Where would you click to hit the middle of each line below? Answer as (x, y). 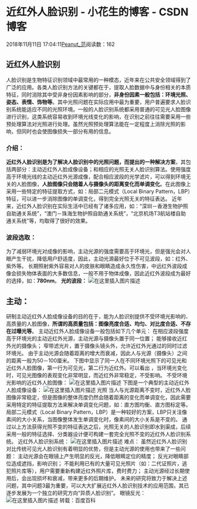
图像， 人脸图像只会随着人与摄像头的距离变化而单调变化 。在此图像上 (108, 184)
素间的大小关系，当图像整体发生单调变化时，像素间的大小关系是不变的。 (93, 420)
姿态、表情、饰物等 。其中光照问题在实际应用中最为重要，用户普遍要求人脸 (96, 102)
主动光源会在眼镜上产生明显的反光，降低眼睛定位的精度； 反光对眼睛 (100, 456)
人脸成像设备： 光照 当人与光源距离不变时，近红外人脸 (98, 390)
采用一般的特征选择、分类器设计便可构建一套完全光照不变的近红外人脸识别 (96, 434)
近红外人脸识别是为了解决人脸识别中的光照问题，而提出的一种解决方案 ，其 (96, 162)
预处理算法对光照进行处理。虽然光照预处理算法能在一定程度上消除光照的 (93, 124)
